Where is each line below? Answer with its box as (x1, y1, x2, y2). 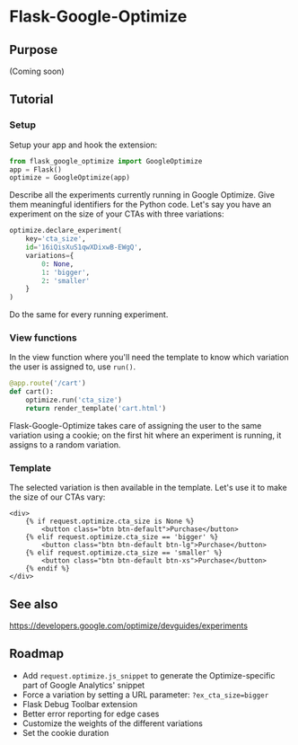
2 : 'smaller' (41, 276, 91, 285)
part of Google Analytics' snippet (22, 679, 145, 690)
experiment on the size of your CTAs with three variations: (9, 208, 224, 219)
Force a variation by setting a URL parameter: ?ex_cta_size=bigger (22, 689, 269, 700)
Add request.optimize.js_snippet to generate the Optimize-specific (22, 670, 276, 680)
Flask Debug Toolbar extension (22, 698, 137, 709)
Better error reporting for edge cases (22, 708, 160, 719)
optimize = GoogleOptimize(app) (9, 173, 130, 182)
